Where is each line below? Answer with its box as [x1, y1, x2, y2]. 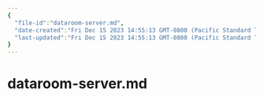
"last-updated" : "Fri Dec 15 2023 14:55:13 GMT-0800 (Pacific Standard [14, 33, 251, 42]
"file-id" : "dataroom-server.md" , [14, 19, 125, 27]
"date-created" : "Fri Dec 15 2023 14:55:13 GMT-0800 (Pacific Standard [14, 26, 251, 34]
